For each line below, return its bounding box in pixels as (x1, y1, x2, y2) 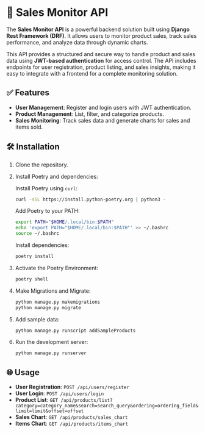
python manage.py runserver (15, 350, 87, 356)
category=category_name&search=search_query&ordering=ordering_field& (15, 403, 199, 409)
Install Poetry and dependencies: (15, 173, 99, 180)
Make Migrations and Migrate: (15, 287, 91, 295)
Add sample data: (15, 315, 60, 323)
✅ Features (6, 88, 50, 98)
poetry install (15, 253, 54, 260)
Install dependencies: (15, 242, 70, 249)
